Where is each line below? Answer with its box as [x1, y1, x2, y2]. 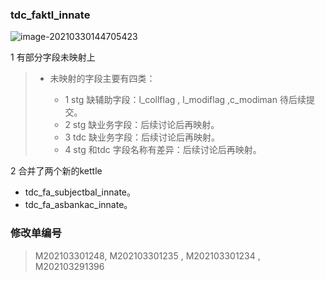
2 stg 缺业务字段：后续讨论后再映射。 [64, 119, 220, 131]
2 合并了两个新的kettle [10, 165, 103, 177]
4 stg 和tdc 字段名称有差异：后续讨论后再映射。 [64, 144, 262, 156]
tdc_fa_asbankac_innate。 [24, 199, 133, 211]
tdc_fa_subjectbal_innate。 [24, 186, 136, 198]
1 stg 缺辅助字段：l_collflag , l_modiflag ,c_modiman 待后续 [64, 94, 307, 106]
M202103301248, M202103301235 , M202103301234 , [34, 249, 261, 262]
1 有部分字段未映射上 [10, 51, 96, 63]
